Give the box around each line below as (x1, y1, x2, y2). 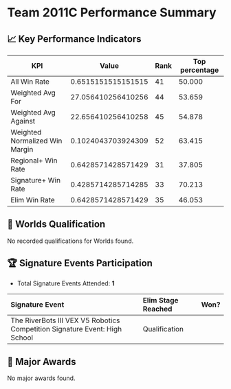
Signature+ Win (10, 176, 60, 185)
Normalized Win (10, 136, 63, 145)
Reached (142, 304, 173, 314)
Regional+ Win (10, 156, 58, 165)
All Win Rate (10, 77, 50, 86)
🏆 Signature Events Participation (7, 257, 153, 269)
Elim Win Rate (10, 196, 55, 204)
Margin (10, 145, 34, 154)
